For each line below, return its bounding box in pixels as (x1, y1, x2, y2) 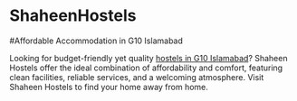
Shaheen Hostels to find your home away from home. (9, 81, 208, 92)
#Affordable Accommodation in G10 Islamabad (9, 35, 184, 46)
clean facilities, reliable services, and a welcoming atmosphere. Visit (9, 71, 264, 82)
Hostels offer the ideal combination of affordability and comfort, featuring (9, 62, 283, 73)
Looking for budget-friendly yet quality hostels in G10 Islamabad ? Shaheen (9, 52, 288, 63)
